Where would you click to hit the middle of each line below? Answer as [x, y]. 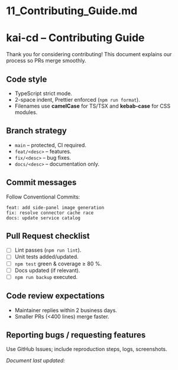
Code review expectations [56, 296]
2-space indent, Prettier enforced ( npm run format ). [77, 99]
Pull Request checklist [48, 236]
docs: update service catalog [43, 218]
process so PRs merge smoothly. [46, 61]
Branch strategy [36, 131]
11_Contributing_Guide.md [72, 11]
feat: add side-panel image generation [55, 207]
